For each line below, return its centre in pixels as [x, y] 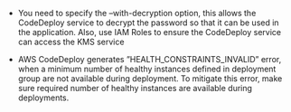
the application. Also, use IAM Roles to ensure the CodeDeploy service [150, 32]
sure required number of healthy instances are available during [135, 88]
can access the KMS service [71, 42]
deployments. [43, 98]
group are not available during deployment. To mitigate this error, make [150, 79]
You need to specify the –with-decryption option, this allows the [137, 13]
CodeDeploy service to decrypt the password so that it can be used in [148, 23]
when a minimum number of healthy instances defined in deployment [147, 69]
